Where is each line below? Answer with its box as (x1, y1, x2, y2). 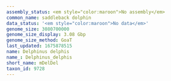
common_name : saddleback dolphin (6, 15, 92, 21)
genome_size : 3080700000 (6, 26, 70, 32)
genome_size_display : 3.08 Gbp (6, 32, 86, 38)
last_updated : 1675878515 (6, 43, 72, 49)
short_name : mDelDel (6, 60, 59, 66)
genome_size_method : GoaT (6, 37, 72, 43)
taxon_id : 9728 (6, 65, 45, 72)
